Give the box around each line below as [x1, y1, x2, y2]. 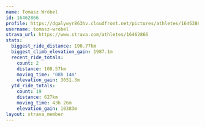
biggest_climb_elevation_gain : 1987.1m [11, 49, 113, 55]
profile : [6, 20, 28, 26]
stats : [6, 37, 23, 43]
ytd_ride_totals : [11, 83, 56, 89]
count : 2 [17, 60, 39, 66]
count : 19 [17, 89, 42, 95]
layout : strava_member [6, 111, 64, 117]
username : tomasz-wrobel [6, 26, 69, 32]
